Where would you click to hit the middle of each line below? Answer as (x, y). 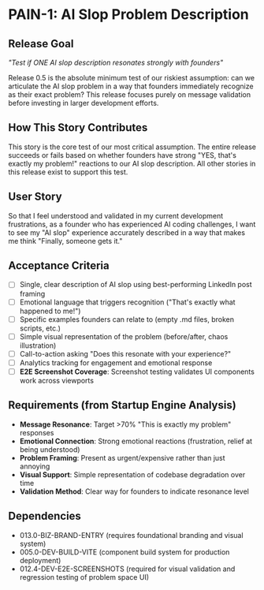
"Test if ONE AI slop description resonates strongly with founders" (116, 62)
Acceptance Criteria (59, 266)
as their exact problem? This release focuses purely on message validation (129, 95)
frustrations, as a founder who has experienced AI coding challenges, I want (132, 224)
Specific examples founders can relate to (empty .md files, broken (127, 319)
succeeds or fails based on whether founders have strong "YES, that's (122, 155)
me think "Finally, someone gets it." (65, 241)
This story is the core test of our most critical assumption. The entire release (132, 147)
